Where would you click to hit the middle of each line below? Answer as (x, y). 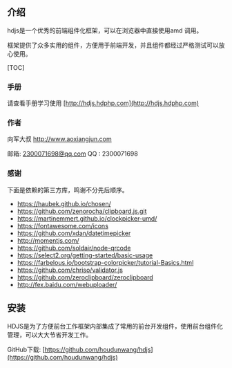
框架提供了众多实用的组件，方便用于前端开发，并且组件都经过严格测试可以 (113, 45)
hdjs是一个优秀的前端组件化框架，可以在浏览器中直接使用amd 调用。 (105, 30)
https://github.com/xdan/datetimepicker (74, 233)
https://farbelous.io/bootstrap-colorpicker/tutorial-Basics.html (105, 262)
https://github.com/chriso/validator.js (70, 270)
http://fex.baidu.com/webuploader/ (67, 284)
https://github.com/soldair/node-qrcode (74, 248)
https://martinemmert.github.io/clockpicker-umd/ (87, 218)
